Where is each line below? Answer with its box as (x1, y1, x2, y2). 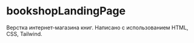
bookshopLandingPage (6, 4, 126, 18)
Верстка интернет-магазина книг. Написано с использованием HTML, (6, 24, 189, 31)
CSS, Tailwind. (6, 30, 42, 37)
